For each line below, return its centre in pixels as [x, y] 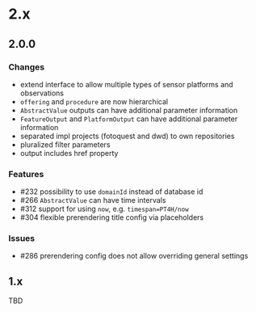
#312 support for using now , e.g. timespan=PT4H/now [104, 209]
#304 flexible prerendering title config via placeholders [112, 217]
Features [26, 174]
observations [42, 93]
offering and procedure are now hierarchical [94, 101]
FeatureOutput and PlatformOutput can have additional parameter [129, 119]
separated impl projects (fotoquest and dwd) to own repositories [127, 136]
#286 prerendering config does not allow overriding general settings [134, 256]
